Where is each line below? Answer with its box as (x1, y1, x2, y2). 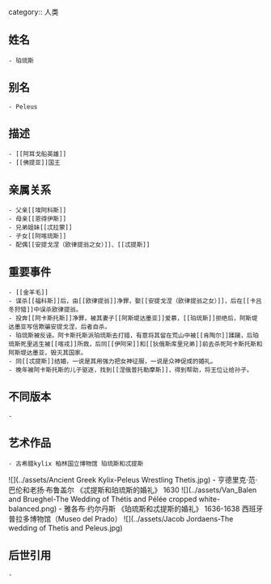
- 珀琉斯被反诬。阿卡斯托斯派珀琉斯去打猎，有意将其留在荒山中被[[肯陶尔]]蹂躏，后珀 (8, 332, 259, 340)
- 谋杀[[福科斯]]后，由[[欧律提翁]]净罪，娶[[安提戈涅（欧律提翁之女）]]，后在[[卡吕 (8, 297, 262, 306)
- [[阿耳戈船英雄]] (8, 150, 67, 158)
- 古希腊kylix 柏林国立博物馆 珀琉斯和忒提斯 (8, 459, 144, 468)
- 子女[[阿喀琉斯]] (8, 232, 67, 241)
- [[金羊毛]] (8, 289, 49, 297)
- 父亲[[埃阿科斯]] (8, 206, 67, 215)
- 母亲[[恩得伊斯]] (8, 215, 67, 223)
